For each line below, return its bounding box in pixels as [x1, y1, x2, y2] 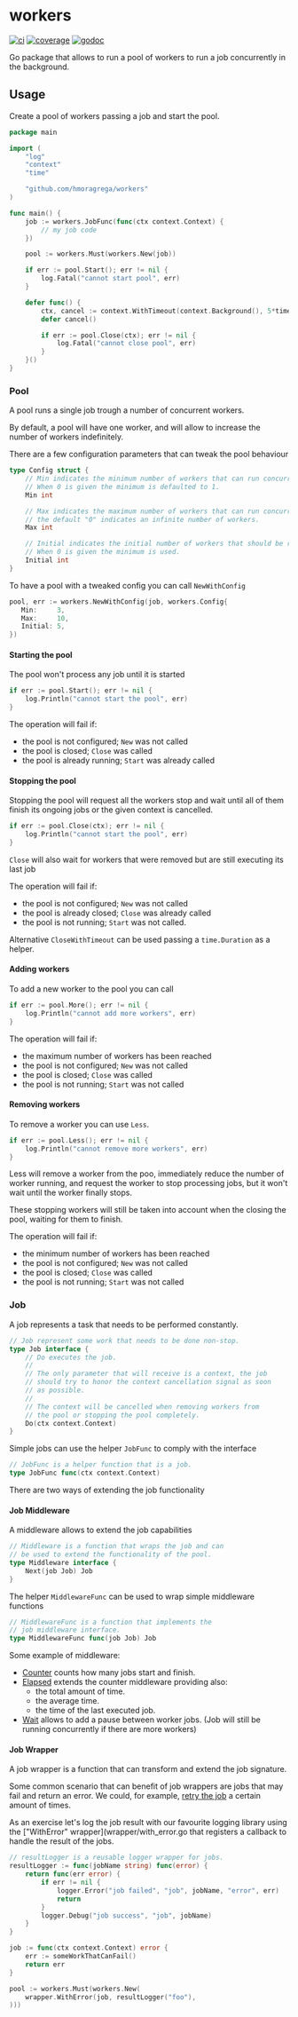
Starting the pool [9, 649, 73, 660]
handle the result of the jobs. [9, 1836, 114, 1847]
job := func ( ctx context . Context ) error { [9, 1943, 169, 1953]
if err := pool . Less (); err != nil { [9, 1135, 149, 1145]
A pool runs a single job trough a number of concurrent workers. [9, 405, 245, 415]
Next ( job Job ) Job [25, 1566, 93, 1576]
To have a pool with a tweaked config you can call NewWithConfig [9, 580, 246, 590]
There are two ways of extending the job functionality [9, 1484, 206, 1496]
